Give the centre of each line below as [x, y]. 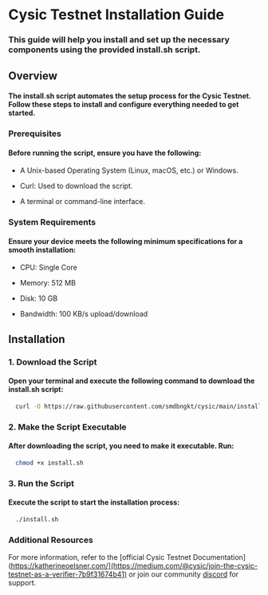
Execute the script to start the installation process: [94, 502]
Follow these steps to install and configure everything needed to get [124, 105]
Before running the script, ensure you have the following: [105, 153]
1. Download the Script [53, 361]
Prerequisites [35, 134]
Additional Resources [51, 540]
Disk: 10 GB [39, 298]
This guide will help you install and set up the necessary [119, 40]
